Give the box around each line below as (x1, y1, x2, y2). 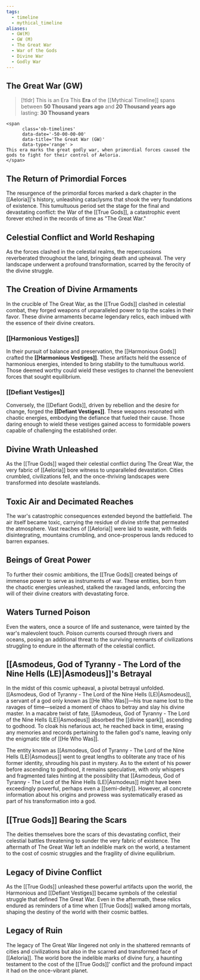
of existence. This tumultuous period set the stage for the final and (6, 202, 170, 210)
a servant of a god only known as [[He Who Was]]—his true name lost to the (6, 697, 193, 705)
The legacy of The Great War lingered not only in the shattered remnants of (6, 941, 191, 948)
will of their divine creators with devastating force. (6, 589, 129, 597)
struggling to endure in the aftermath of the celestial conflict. (6, 642, 155, 649)
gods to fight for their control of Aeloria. (6, 152, 121, 158)
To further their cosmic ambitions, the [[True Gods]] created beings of (6, 571, 178, 578)
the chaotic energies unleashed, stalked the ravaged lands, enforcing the (6, 583, 186, 591)
